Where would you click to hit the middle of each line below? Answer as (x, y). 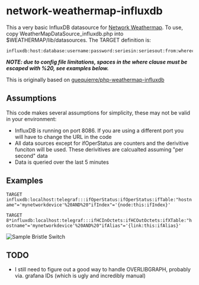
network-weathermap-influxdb (84, 11)
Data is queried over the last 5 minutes (62, 162)
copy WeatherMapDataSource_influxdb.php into (65, 33)
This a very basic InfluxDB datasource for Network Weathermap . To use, (95, 27)
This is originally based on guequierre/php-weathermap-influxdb (85, 80)
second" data (31, 156)
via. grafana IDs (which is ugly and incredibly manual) (80, 276)
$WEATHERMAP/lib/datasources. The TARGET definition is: (78, 40)
